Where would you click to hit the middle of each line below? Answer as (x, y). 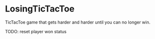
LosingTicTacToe (40, 9)
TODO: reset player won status (36, 31)
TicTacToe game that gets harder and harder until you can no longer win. (78, 22)
